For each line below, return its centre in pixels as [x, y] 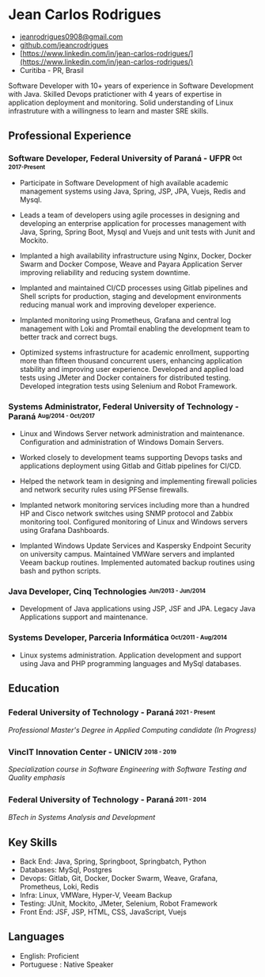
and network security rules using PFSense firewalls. [104, 489]
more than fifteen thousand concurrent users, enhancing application [131, 360]
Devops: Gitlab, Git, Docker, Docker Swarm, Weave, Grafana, [119, 878]
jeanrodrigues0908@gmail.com [71, 36]
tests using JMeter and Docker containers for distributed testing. [125, 377]
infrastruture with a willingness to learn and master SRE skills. [108, 111]
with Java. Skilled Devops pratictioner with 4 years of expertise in [115, 94]
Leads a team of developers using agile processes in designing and [129, 215]
